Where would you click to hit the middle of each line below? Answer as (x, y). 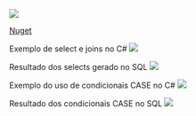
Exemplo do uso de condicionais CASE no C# (92, 85)
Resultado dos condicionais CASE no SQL (86, 104)
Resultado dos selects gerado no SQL (78, 67)
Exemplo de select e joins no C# (68, 49)
